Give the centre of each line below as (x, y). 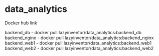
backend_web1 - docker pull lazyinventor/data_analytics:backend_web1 (78, 43)
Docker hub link (21, 23)
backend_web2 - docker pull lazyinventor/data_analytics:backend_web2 (79, 48)
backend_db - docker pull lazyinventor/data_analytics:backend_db (73, 32)
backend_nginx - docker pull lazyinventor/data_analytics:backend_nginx (79, 38)
